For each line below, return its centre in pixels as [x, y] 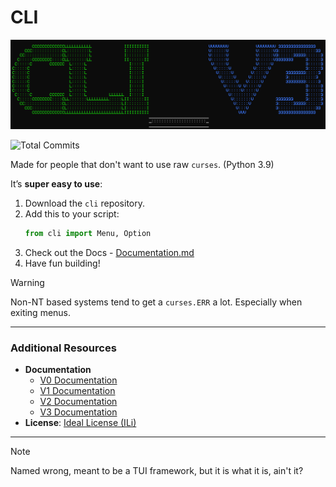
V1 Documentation [77, 391]
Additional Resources [63, 348]
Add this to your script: [72, 214]
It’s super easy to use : [56, 184]
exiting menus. [41, 313]
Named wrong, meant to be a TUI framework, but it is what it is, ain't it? [157, 471]
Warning [27, 283]
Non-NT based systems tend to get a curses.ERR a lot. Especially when [156, 302]
